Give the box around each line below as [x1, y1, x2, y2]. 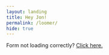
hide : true [6, 25, 34, 32]
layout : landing [6, 8, 47, 15]
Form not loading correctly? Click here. [6, 42, 103, 49]
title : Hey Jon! [6, 14, 47, 20]
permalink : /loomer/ [6, 20, 58, 26]
